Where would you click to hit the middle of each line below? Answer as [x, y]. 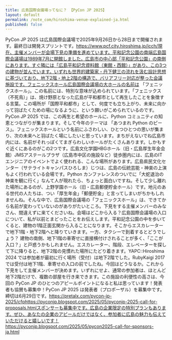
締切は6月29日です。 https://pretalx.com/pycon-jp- [59, 296]
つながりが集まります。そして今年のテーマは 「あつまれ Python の [84, 123]
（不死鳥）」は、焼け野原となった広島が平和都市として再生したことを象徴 [83, 97]
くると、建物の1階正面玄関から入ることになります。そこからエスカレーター [84, 226]
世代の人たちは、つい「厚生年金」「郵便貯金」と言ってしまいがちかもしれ [87, 193]
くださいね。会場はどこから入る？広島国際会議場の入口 [108, 213]
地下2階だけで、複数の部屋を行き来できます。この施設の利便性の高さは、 [83, 277]
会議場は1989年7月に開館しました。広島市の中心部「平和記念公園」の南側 [88, 59]
